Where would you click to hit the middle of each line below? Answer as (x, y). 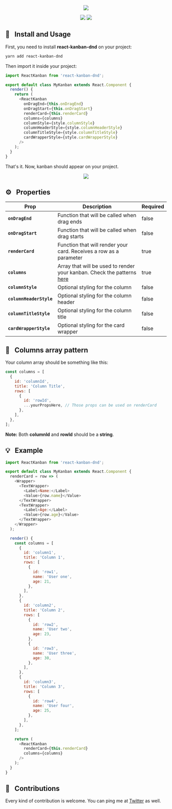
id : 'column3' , (40, 682)
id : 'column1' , (40, 553)
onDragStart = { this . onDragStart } (58, 109)
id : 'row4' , (45, 701)
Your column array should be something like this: (57, 362)
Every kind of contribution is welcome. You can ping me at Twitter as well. (83, 801)
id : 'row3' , (45, 648)
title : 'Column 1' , (45, 558)
